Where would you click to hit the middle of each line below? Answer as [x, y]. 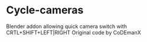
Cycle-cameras [45, 10]
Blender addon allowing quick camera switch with [66, 26]
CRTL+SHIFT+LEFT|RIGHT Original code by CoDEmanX [74, 32]
